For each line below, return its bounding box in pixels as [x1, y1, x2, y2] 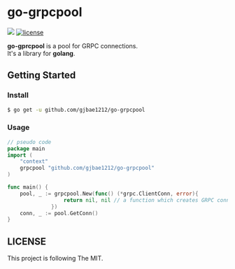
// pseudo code [7, 138, 52, 145]
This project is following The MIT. [7, 254, 104, 263]
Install [7, 90, 29, 100]
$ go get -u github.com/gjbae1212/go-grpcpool [7, 106, 145, 113]
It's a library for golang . [7, 49, 76, 57]
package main [7, 145, 45, 152]
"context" [20, 158, 49, 165]
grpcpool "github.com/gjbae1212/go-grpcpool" [20, 165, 155, 172]
